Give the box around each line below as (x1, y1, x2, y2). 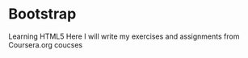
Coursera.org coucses (8, 39, 83, 49)
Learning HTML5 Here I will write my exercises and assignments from (8, 31, 240, 41)
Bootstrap (8, 5, 77, 23)
